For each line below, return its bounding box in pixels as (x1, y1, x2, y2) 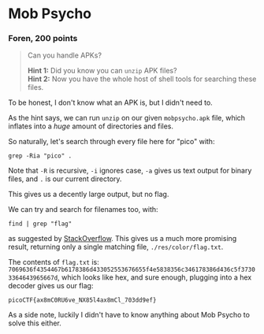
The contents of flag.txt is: (8, 258, 100, 267)
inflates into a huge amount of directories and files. (8, 121, 173, 131)
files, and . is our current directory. (8, 174, 122, 184)
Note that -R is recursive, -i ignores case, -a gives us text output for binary (8, 166, 252, 176)
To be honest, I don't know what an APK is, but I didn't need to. (8, 98, 213, 107)
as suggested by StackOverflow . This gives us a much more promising (8, 234, 237, 243)
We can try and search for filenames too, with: (8, 205, 159, 214)
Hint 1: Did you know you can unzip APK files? (27, 66, 177, 76)
